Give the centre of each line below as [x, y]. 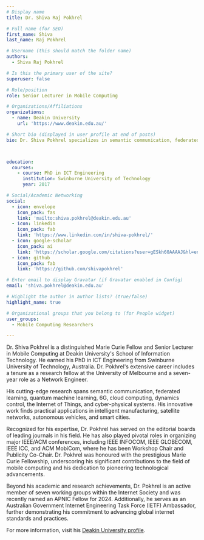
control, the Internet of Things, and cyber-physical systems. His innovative [100, 404]
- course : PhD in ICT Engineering [61, 173]
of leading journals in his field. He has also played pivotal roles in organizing [101, 435]
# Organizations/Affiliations [45, 107]
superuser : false [28, 79]
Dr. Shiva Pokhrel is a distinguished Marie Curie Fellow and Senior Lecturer [100, 347]
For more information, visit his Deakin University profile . [76, 530]
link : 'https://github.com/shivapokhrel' [70, 269]
